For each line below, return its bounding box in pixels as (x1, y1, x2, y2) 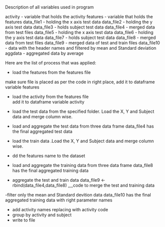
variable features (5, 84, 39, 90)
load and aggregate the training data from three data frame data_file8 (12, 162, 153, 168)
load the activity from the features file (12, 94, 89, 99)
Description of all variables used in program (5, 4, 94, 10)
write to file (12, 217, 35, 223)
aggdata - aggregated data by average (5, 50, 84, 56)
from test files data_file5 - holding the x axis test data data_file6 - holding (5, 30, 154, 35)
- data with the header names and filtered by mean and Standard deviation (5, 45, 157, 51)
